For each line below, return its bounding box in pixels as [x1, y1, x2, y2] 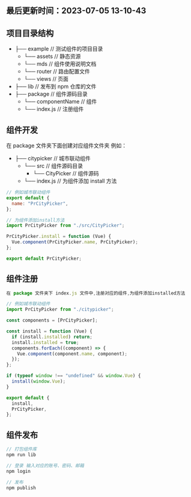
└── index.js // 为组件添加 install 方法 [23, 177, 117, 185]
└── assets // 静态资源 [23, 53, 81, 60]
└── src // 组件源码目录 [23, 162, 83, 170]
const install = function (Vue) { [6, 328, 93, 334]
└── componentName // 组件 [23, 98, 97, 105]
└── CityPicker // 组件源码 [32, 170, 99, 177]
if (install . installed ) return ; [11, 334, 93, 340]
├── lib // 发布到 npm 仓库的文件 [14, 83, 97, 90]
